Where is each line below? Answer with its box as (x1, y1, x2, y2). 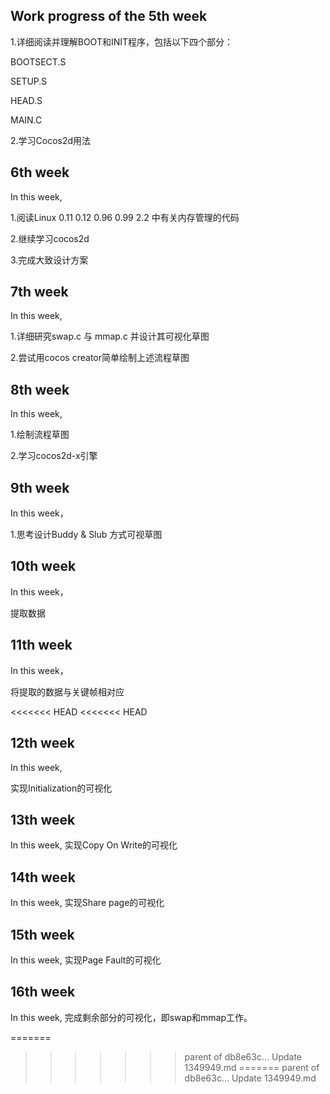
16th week (10, 984, 76, 1001)
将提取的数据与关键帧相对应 (10, 685, 125, 698)
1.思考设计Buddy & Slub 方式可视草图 (10, 529, 163, 541)
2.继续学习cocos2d (10, 232, 90, 244)
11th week (10, 637, 73, 654)
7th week (10, 284, 69, 301)
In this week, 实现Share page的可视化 (10, 897, 165, 909)
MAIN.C (10, 114, 43, 126)
